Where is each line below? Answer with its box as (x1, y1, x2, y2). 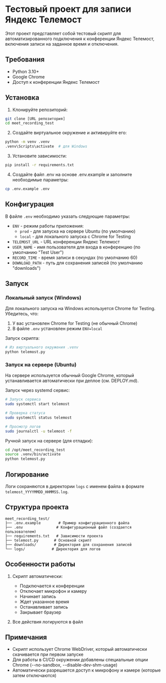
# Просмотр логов (5, 424, 41, 429)
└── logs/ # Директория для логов (5, 547, 101, 552)
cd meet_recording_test (5, 121, 55, 126)
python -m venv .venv (5, 139, 50, 144)
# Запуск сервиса (5, 397, 41, 402)
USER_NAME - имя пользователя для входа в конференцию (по (12, 244, 141, 250)
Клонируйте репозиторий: (12, 107, 68, 113)
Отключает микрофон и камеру (19, 588, 87, 594)
